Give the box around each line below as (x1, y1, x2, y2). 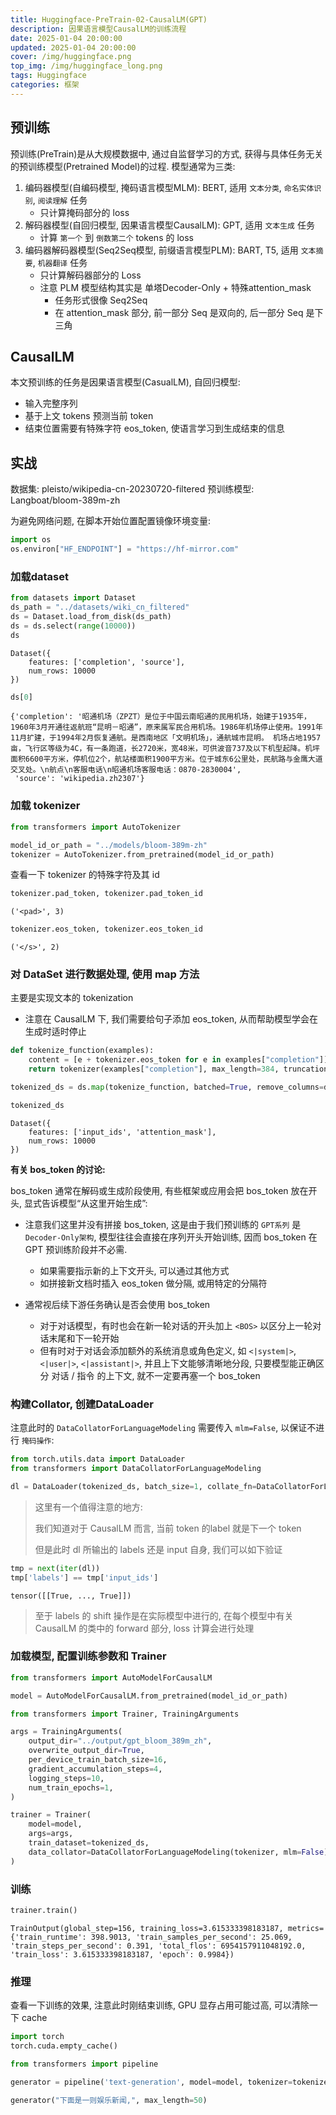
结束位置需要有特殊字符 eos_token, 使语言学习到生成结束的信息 (24, 422, 285, 435)
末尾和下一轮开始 (48, 1332, 120, 1344)
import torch (10, 2032, 65, 2042)
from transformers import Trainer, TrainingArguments (10, 1709, 240, 1719)
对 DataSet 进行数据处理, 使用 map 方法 (10, 967, 200, 981)
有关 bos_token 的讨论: (10, 1163, 106, 1175)
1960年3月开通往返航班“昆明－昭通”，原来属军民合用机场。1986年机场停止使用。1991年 (10, 722, 323, 733)
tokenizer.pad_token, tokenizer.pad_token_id (10, 889, 203, 899)
